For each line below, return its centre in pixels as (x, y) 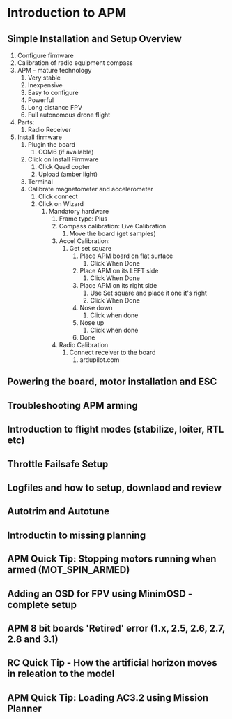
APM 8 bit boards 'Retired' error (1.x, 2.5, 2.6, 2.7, (116, 628)
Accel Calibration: (84, 241)
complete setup (42, 605)
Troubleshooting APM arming (72, 406)
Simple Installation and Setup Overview (95, 39)
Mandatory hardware (79, 211)
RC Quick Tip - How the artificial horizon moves (112, 663)
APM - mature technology (54, 70)
